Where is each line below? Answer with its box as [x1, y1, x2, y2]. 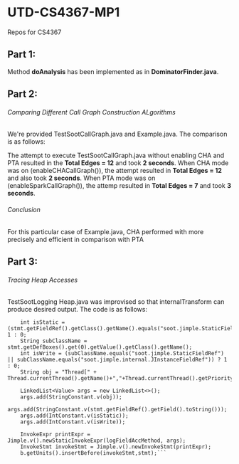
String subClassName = [20, 337, 87, 345]
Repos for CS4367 [7, 28, 62, 36]
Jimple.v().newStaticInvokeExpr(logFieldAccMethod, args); [7, 437, 186, 445]
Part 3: [7, 255, 38, 268]
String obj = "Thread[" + [20, 369, 97, 376]
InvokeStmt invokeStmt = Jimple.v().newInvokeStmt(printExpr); [20, 443, 212, 450]
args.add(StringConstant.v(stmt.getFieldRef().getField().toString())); [7, 406, 228, 413]
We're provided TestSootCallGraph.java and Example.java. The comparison [7, 130, 228, 139]
